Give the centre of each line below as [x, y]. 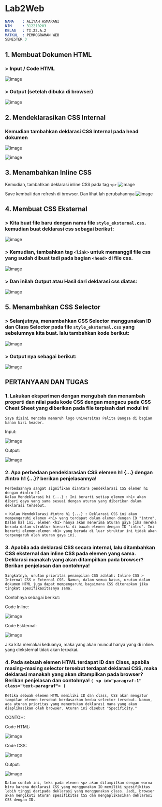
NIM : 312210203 [26, 26]
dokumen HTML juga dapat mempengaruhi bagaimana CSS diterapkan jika [77, 584]
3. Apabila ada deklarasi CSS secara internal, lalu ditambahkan [80, 547]
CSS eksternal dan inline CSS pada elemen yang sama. [71, 553]
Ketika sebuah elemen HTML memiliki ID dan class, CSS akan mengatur [77, 695]
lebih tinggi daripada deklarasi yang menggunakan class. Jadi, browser [80, 791]
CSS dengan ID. [20, 800]
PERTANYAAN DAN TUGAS [47, 382]
